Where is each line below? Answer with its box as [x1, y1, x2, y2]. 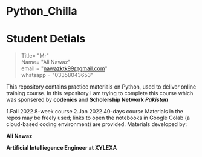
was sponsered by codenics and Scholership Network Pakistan [6, 96, 168, 104]
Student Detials [6, 32, 86, 46]
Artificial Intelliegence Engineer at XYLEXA [6, 144, 117, 152]
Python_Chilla [6, 4, 77, 18]
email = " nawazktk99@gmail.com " [21, 65, 108, 72]
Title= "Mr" [21, 52, 50, 59]
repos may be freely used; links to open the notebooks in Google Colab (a [6, 114, 191, 122]
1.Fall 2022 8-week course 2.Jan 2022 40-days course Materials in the [6, 108, 183, 115]
